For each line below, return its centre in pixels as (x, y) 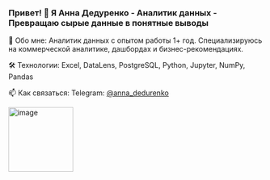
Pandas (21, 77)
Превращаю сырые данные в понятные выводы (108, 23)
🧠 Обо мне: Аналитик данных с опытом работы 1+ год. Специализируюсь (135, 40)
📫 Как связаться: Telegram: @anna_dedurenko (89, 93)
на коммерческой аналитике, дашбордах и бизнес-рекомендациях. (126, 49)
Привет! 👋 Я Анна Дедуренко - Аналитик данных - (113, 13)
